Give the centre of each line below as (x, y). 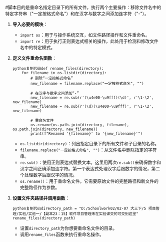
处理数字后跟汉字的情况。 (51, 175)
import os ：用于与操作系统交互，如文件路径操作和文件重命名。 (85, 35)
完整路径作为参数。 (40, 187)
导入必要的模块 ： (30, 24)
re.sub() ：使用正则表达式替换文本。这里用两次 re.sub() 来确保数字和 (90, 162)
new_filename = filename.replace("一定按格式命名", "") (87, 84)
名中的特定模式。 (37, 47)
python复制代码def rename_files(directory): (58, 69)
